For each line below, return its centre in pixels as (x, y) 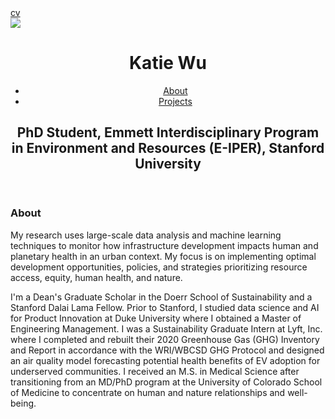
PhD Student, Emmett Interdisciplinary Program (168, 132)
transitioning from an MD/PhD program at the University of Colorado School (166, 382)
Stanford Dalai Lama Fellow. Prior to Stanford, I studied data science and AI (165, 307)
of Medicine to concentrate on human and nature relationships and (148, 392)
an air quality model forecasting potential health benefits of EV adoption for (165, 360)
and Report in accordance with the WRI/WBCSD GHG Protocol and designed (167, 350)
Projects (175, 101)
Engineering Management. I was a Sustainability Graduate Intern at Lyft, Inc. (166, 328)
